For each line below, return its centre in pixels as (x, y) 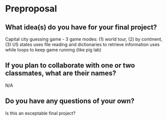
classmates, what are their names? (61, 73)
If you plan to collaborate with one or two (70, 65)
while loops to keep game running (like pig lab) (53, 50)
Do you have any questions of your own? (70, 101)
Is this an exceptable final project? (40, 113)
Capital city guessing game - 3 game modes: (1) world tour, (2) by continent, (84, 39)
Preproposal (31, 9)
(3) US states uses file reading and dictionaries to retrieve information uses (82, 44)
